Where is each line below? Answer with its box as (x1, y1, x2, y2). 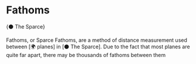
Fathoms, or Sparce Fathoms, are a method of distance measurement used (6, 36, 188, 44)
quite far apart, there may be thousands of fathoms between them (6, 51, 166, 58)
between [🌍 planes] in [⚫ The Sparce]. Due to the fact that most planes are (6, 43, 190, 50)
